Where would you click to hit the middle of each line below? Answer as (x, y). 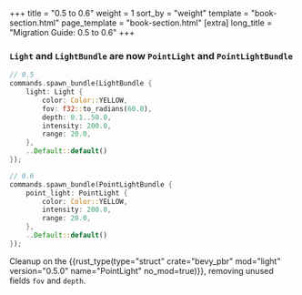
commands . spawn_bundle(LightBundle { (81, 84)
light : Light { (55, 92)
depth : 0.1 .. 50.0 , (77, 117)
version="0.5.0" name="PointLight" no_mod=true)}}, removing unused (142, 270)
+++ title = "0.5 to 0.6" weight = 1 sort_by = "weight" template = (129, 13)
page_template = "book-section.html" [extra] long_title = (167, 23)
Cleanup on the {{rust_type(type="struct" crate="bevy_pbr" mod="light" (145, 261)
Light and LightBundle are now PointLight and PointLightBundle (151, 56)
